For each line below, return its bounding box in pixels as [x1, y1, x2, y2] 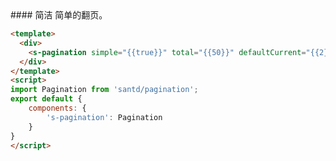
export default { [10, 94, 83, 104]
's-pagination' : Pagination [46, 112, 163, 122]
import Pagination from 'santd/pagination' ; [10, 85, 199, 95]
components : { [28, 103, 87, 113]
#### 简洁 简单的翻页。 [10, 9, 108, 21]
